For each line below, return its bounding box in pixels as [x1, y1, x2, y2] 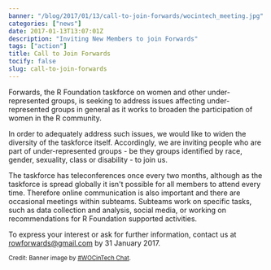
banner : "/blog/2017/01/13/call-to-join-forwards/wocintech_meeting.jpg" [8, 11, 264, 20]
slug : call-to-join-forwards [8, 65, 107, 73]
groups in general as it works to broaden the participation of [50, 104, 253, 114]
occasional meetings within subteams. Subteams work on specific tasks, [8, 196, 252, 206]
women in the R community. [8, 113, 102, 123]
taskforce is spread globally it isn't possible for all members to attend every [8, 179, 261, 189]
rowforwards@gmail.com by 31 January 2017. [8, 237, 161, 248]
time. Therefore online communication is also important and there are [8, 188, 241, 198]
